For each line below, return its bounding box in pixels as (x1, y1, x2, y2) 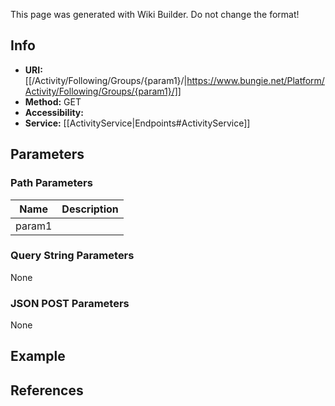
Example (10, 348, 66, 365)
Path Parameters (10, 176, 93, 190)
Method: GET (24, 95, 82, 108)
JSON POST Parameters (10, 296, 130, 310)
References (10, 382, 84, 399)
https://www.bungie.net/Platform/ (186, 74, 325, 86)
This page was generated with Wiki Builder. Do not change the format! (10, 9, 300, 20)
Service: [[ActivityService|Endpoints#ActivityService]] (24, 117, 251, 129)
